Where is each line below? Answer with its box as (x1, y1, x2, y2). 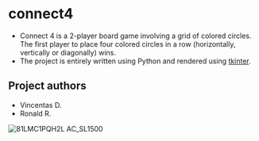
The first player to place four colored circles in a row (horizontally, (19, 39, 236, 48)
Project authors (8, 79, 87, 93)
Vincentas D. (19, 100, 62, 109)
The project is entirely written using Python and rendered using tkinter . (19, 56, 252, 66)
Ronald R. (19, 109, 52, 118)
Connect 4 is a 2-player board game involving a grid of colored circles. (19, 31, 252, 40)
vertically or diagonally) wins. (19, 48, 117, 57)
